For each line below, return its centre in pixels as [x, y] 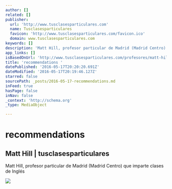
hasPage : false [21, 91]
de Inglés [15, 171]
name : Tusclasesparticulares [41, 29]
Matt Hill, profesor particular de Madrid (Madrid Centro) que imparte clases [84, 166]
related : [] [18, 15]
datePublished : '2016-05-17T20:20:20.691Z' [52, 67]
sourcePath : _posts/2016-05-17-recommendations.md [60, 81]
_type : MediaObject [26, 105]
